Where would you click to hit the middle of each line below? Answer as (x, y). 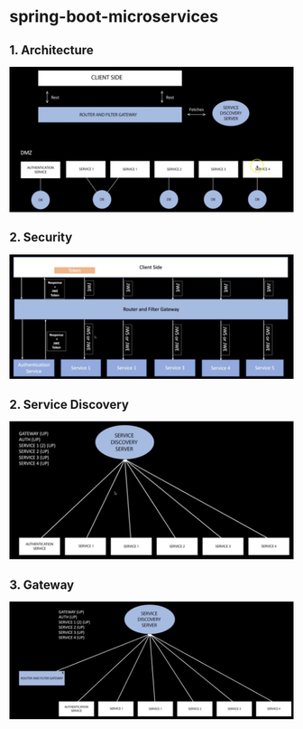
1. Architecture (51, 50)
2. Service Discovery (69, 404)
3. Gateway (42, 585)
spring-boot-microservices (114, 17)
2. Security (41, 237)
